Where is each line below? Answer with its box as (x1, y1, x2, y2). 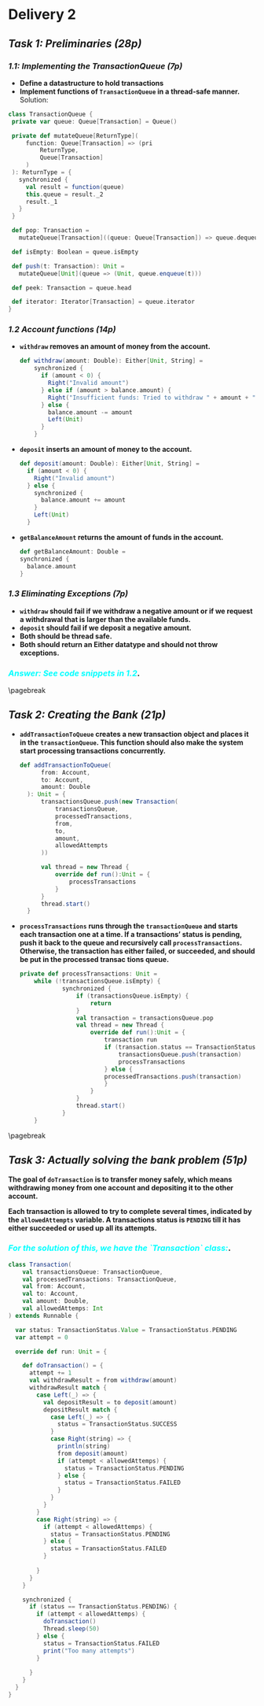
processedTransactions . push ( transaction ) (104, 1072, 242, 1080)
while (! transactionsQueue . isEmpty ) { (34, 978, 161, 986)
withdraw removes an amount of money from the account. (19, 342, 211, 351)
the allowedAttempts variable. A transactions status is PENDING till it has (8, 1215, 241, 1224)
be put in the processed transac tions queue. (19, 955, 170, 964)
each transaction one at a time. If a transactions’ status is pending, (19, 930, 242, 939)
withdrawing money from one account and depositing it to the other (8, 1182, 234, 1192)
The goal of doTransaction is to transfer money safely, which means (8, 1175, 233, 1184)
